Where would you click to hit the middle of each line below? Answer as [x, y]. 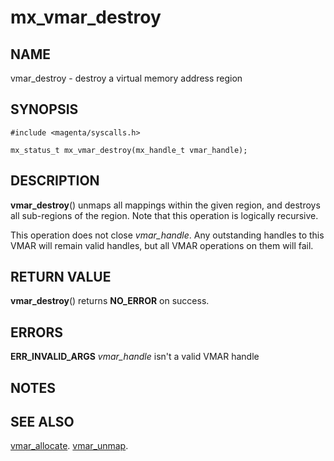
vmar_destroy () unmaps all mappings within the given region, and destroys [165, 205]
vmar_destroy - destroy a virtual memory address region [126, 78]
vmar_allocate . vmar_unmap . [69, 446]
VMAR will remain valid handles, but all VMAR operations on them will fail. [162, 245]
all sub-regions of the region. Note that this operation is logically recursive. [164, 215]
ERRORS [37, 332]
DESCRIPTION [55, 181]
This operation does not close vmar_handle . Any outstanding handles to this [167, 235]
